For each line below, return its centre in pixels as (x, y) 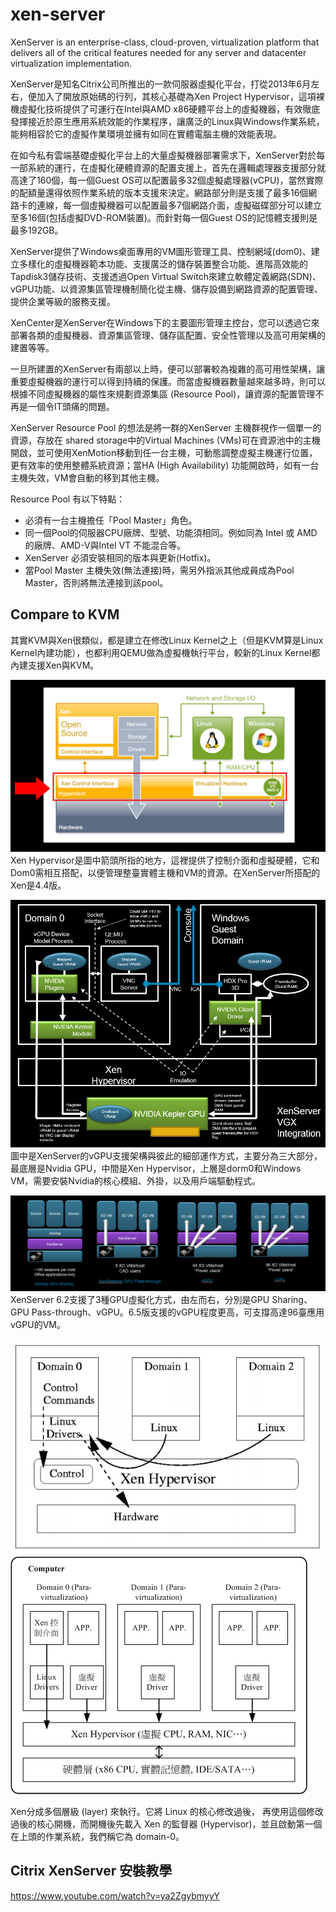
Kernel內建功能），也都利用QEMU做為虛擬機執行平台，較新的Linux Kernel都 (165, 652)
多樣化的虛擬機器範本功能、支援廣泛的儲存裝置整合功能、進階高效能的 (163, 264)
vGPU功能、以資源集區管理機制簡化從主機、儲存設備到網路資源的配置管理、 (166, 289)
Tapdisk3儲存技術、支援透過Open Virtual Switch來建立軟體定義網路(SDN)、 (166, 276)
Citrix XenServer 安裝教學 (91, 1871)
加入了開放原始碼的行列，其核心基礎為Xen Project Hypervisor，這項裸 (180, 96)
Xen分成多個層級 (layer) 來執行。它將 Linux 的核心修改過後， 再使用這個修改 (167, 1812)
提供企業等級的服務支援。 (63, 301)
